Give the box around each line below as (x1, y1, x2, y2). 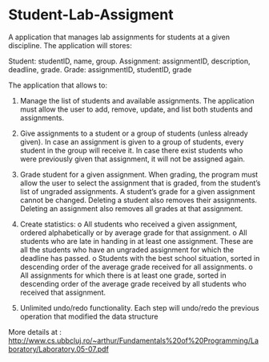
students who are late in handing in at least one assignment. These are (19, 236, 254, 246)
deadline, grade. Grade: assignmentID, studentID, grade (8, 64, 192, 74)
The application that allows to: (8, 80, 108, 90)
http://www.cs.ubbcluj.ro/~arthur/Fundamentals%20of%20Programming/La (8, 336, 259, 345)
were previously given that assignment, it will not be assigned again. (19, 154, 246, 164)
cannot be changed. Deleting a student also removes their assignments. (19, 195, 258, 205)
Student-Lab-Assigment (8, 6, 174, 24)
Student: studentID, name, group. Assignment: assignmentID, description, (8, 56, 251, 66)
